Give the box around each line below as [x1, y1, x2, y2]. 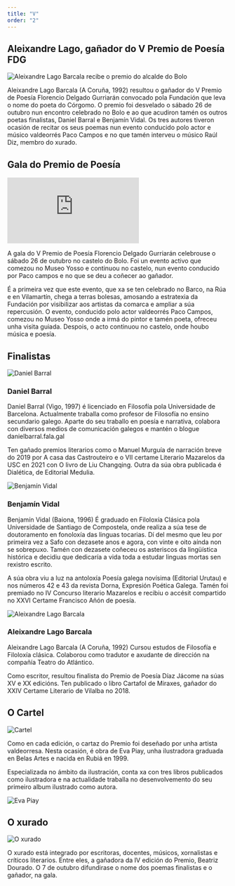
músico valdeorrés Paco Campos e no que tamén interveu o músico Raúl [7, 131, 217, 139]
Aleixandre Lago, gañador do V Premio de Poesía [7, 43, 225, 55]
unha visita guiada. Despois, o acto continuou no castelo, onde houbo [7, 322, 209, 331]
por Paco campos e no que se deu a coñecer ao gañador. [7, 272, 174, 280]
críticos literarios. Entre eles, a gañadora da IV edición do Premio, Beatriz [7, 856, 219, 864]
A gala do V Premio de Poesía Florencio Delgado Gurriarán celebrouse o [7, 249, 216, 258]
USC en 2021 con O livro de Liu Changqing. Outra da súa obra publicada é [7, 461, 222, 469]
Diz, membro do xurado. [7, 138, 77, 147]
